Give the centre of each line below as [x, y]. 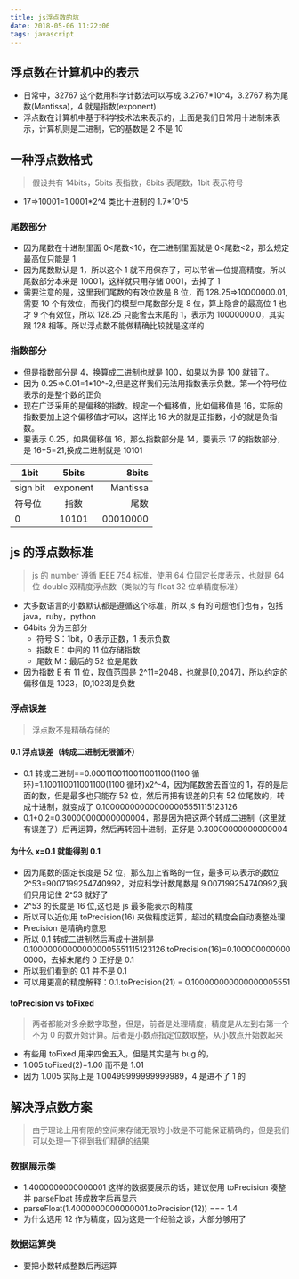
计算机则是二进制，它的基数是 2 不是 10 [111, 129]
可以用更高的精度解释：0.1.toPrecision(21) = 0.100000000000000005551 [157, 982]
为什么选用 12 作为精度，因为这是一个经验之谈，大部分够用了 [134, 1219]
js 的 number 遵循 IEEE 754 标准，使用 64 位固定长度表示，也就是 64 [158, 576]
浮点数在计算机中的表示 [74, 72]
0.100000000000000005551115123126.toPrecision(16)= [125, 950]
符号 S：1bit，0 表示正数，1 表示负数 [103, 639]
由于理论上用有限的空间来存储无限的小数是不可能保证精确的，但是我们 [161, 1130]
